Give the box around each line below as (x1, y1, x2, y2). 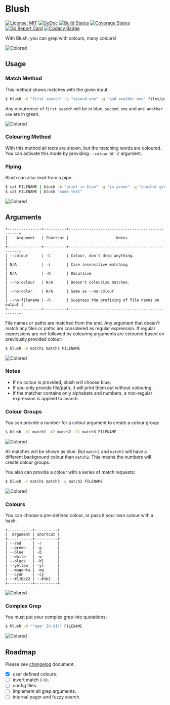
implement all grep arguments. (12, 688, 76, 694)
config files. (12, 683, 38, 689)
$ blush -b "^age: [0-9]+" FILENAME (5, 624, 82, 629)
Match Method (5, 75, 42, 82)
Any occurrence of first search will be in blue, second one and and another (5, 105, 163, 112)
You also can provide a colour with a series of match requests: (5, 469, 136, 475)
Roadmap (5, 648, 36, 656)
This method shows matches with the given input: (5, 86, 109, 92)
